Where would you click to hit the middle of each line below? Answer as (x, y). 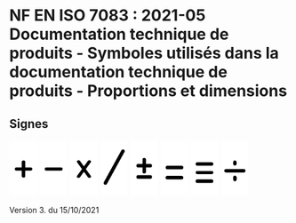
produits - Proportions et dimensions (148, 91)
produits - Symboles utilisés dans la (144, 53)
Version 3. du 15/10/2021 (54, 210)
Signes (29, 124)
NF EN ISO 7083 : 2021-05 (108, 16)
